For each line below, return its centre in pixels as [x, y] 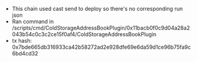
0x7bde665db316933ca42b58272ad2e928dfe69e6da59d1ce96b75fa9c [101, 47]
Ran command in [33, 21]
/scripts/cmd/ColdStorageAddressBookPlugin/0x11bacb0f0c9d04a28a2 [101, 28]
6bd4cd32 [25, 53]
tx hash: [22, 41]
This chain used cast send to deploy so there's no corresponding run [97, 9]
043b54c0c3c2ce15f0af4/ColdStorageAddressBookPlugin [84, 34]
